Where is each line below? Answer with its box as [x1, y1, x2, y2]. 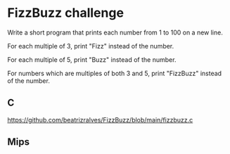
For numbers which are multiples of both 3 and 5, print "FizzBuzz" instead [7, 69, 222, 77]
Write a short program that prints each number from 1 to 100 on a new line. [7, 28, 223, 37]
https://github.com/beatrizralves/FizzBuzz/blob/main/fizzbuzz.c [7, 115, 193, 124]
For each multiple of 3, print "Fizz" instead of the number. [7, 41, 174, 50]
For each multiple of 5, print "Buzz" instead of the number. [7, 55, 177, 64]
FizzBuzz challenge [7, 5, 124, 21]
